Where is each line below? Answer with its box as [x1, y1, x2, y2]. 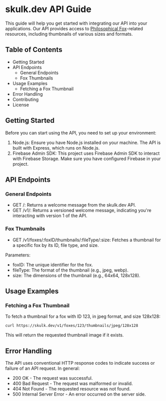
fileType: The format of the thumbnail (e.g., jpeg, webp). [12, 267, 129, 273]
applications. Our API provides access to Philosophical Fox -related [5, 25, 143, 31]
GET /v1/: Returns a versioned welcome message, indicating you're [12, 208, 152, 214]
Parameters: [5, 252, 31, 258]
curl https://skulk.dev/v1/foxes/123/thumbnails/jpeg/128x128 [5, 323, 138, 328]
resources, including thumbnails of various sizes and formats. [5, 31, 133, 37]
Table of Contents [5, 45, 63, 54]
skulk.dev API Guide [5, 4, 92, 15]
